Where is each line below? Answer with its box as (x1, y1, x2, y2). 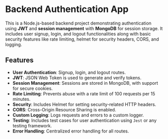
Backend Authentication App (5, 4, 129, 15)
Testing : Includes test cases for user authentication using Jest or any (12, 117, 157, 123)
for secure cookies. (12, 85, 53, 91)
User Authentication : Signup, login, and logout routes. (12, 69, 126, 75)
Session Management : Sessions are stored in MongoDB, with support (12, 80, 158, 86)
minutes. (12, 96, 31, 102)
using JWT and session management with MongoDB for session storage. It (5, 25, 163, 31)
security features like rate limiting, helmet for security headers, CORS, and (5, 36, 159, 42)
